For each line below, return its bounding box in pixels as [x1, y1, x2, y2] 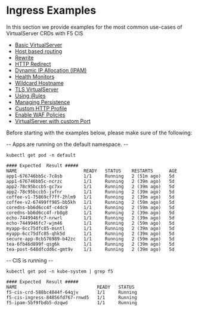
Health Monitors [14, 73, 55, 80]
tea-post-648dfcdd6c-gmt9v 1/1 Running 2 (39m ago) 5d [6, 246, 175, 252]
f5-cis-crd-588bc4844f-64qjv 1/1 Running [6, 289, 137, 295]
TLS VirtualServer [14, 85, 58, 93]
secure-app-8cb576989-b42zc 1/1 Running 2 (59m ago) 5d [6, 235, 175, 242]
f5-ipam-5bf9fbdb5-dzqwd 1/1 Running [6, 299, 137, 305]
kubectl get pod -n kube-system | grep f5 [6, 268, 113, 274]
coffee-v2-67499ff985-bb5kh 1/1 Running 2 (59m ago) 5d [6, 199, 175, 205]
